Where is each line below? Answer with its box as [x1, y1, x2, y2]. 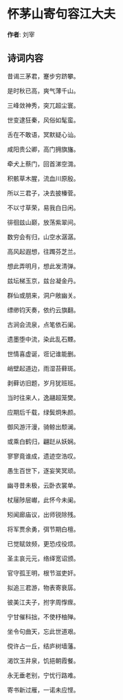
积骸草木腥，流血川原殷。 [7, 174, 80, 182]
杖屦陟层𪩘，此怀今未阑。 [7, 496, 80, 504]
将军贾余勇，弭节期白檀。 [7, 525, 80, 533]
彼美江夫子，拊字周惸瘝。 [7, 598, 80, 606]
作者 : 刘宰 [7, 30, 35, 39]
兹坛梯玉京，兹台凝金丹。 [7, 276, 80, 285]
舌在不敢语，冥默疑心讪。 [7, 130, 80, 138]
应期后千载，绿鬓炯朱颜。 [7, 408, 80, 416]
